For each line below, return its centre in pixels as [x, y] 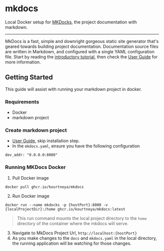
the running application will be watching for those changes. [72, 243]
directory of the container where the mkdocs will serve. [73, 223]
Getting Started [29, 77]
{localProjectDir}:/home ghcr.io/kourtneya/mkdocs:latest [65, 209]
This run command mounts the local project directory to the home [82, 218]
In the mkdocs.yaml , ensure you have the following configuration [76, 146]
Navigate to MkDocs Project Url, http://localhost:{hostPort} [75, 233]
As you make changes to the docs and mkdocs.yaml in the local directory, [84, 238]
